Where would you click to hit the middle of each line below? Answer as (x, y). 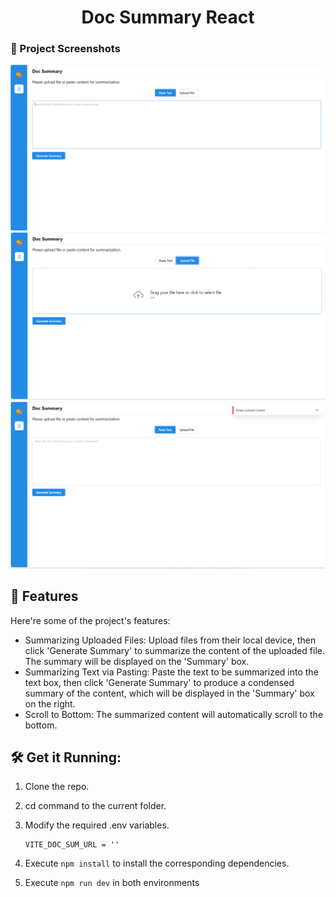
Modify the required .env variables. (97, 825)
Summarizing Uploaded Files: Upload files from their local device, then (170, 640)
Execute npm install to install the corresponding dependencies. (157, 863)
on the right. (50, 703)
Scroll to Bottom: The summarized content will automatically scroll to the (174, 714)
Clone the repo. (57, 787)
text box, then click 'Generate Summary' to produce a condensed (159, 682)
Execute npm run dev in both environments (112, 883)
